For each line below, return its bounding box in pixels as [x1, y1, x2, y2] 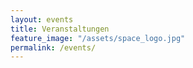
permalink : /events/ [10, 42, 97, 53]
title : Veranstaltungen [10, 24, 110, 34]
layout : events [10, 14, 74, 25]
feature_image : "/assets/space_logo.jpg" [10, 33, 186, 43]
